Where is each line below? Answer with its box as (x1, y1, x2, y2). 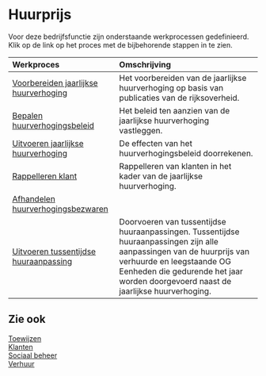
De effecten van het (119, 137, 192, 148)
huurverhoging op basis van (119, 82, 224, 93)
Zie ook (8, 313, 46, 326)
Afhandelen (12, 193, 55, 204)
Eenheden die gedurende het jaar (119, 266, 243, 277)
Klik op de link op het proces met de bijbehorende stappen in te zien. (8, 40, 234, 49)
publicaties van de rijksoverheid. (119, 92, 240, 103)
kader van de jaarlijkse (119, 171, 203, 182)
